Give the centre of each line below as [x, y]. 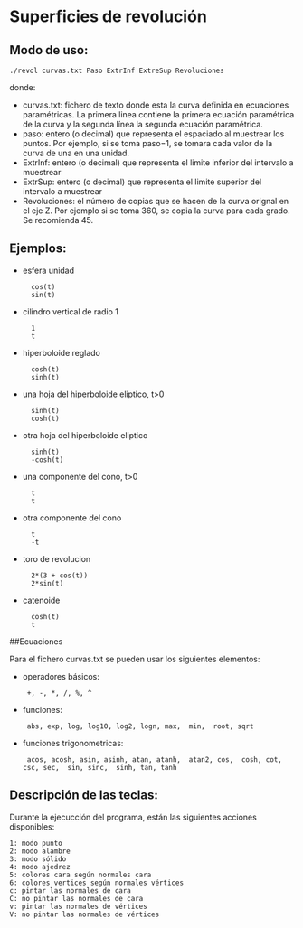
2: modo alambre [40, 851]
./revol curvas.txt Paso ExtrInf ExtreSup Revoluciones [117, 70]
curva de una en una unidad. [76, 153]
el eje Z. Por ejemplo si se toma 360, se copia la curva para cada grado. [156, 211]
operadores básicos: [61, 676]
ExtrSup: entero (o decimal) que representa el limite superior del [142, 182]
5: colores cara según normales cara [80, 875]
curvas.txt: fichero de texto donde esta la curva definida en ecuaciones [156, 105]
